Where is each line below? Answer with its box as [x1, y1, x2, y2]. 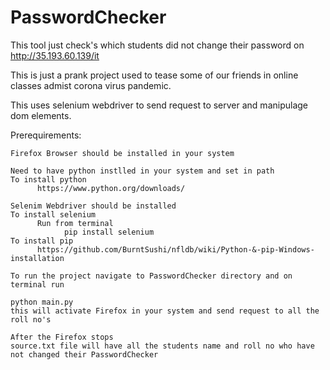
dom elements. [10, 109, 72, 121]
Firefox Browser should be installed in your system [10, 148, 235, 158]
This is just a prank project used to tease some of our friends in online [10, 69, 299, 81]
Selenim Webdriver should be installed [10, 201, 177, 211]
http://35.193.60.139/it [10, 49, 100, 61]
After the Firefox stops [10, 332, 114, 342]
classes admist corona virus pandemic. [10, 79, 172, 91]
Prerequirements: [10, 129, 82, 141]
